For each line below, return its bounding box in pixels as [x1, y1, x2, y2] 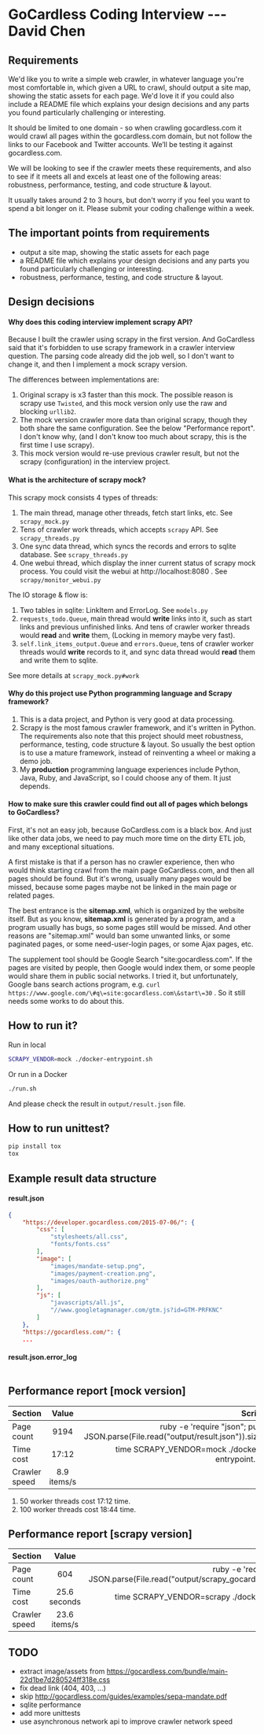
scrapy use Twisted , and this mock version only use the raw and [19, 399, 228, 408]
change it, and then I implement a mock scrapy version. [8, 360, 188, 369]
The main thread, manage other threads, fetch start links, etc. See [19, 507, 233, 517]
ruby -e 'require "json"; [159, 1421, 247, 1432]
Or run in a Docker [8, 1069, 68, 1079]
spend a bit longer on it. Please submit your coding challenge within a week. [8, 204, 255, 213]
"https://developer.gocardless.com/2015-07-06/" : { [22, 1218, 195, 1227]
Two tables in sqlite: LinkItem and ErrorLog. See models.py [19, 605, 208, 614]
